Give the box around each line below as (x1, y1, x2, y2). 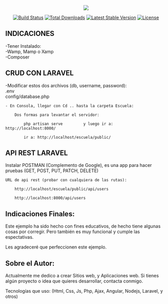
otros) (5, 293, 18, 300)
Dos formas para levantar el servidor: (14, 112, 100, 118)
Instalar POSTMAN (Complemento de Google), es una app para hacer (5, 162, 152, 168)
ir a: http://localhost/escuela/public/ (24, 135, 111, 140)
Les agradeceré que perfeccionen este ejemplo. (5, 244, 107, 250)
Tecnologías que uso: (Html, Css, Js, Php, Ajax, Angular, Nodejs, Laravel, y (5, 288, 163, 294)
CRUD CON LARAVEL (5, 69, 74, 78)
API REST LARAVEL (5, 149, 68, 158)
